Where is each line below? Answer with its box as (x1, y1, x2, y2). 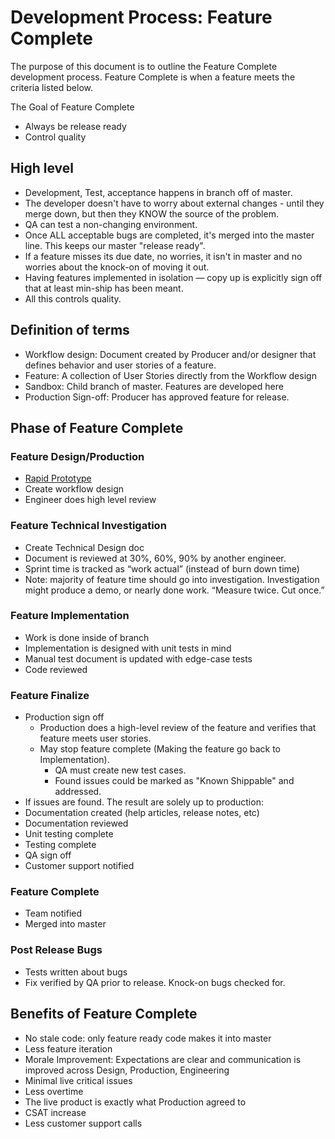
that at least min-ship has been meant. (24, 282, 184, 294)
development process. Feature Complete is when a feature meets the (10, 71, 296, 83)
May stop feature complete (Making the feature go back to (39, 743, 282, 755)
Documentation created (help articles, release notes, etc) (24, 807, 260, 819)
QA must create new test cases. (54, 764, 187, 776)
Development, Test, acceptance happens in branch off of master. (24, 186, 293, 198)
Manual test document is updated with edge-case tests (24, 652, 253, 665)
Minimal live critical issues (24, 1074, 133, 1086)
